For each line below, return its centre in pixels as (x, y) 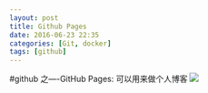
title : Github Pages (49, 26)
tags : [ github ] (38, 52)
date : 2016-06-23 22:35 (54, 35)
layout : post (34, 18)
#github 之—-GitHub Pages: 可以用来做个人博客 (99, 79)
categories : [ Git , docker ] (60, 43)
